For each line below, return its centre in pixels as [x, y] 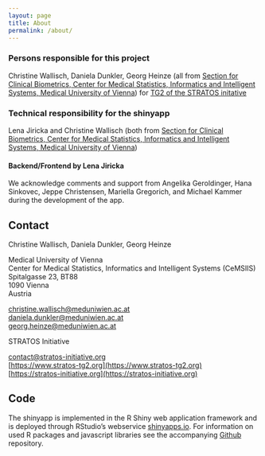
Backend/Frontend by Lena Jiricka [66, 166]
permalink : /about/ [41, 30]
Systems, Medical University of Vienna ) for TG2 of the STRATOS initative [127, 92]
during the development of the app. [66, 201]
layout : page [30, 16]
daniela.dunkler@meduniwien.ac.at [66, 317]
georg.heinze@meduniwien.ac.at [62, 325]
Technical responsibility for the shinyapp [89, 113]
